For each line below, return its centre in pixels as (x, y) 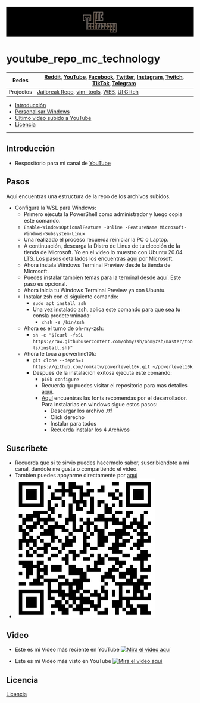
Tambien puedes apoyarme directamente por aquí (76, 476)
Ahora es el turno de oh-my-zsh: (64, 328)
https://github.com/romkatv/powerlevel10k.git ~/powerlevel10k (112, 367)
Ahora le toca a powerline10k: (60, 353)
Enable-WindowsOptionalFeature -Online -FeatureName (90, 227)
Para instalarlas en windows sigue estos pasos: (99, 404)
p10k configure (60, 380)
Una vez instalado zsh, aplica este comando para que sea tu (107, 309)
